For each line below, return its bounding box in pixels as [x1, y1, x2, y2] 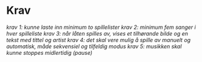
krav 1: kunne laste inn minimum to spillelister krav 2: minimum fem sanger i [6, 23, 196, 31]
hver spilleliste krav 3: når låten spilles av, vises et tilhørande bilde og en [6, 29, 189, 37]
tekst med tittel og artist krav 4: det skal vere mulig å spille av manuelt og [6, 36, 191, 43]
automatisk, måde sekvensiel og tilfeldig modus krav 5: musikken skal [6, 43, 182, 50]
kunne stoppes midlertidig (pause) [6, 49, 92, 56]
